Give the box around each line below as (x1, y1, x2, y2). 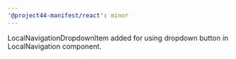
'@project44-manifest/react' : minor (7, 11, 129, 20)
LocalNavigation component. (7, 41, 103, 51)
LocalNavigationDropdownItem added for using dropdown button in (7, 33, 229, 42)
